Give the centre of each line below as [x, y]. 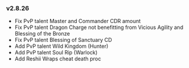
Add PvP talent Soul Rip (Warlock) [56, 53]
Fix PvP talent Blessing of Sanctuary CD [63, 40]
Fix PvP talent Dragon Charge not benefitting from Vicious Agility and [99, 27]
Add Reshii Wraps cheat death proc [58, 59]
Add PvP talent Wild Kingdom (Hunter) [61, 46]
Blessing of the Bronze [42, 34]
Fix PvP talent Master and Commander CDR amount [78, 21]
